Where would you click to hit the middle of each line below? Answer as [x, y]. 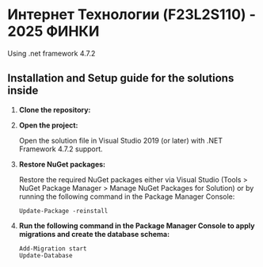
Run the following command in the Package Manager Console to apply [137, 225]
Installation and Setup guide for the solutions [121, 78]
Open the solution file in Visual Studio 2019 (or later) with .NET [121, 140]
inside [23, 91]
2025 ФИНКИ [53, 31]
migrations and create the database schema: [94, 234]
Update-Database [46, 255]
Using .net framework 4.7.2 [51, 53]
